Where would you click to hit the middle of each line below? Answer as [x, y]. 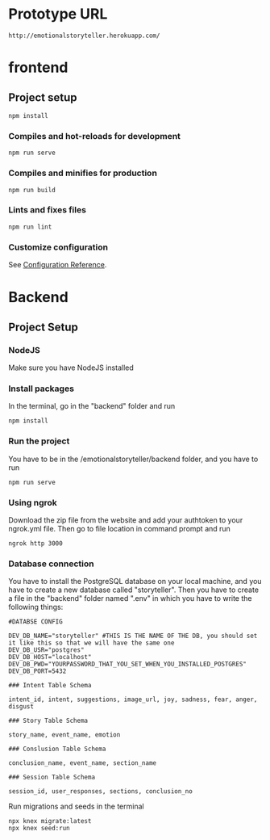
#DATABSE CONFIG [35, 622]
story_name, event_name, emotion [64, 735]
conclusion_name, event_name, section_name [83, 763]
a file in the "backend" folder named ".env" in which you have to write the [130, 598]
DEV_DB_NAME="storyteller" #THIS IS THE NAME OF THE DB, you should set [133, 636]
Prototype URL [58, 14]
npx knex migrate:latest [50, 821]
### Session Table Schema [52, 777]
